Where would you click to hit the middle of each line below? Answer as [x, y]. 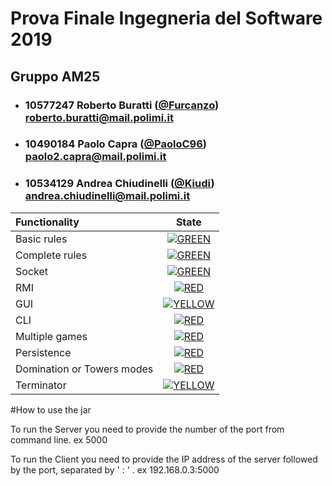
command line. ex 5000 [59, 439]
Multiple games [51, 336]
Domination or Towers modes [84, 369]
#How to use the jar [51, 409]
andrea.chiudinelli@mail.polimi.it [107, 196]
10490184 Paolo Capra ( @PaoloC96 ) [115, 144]
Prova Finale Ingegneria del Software [166, 18]
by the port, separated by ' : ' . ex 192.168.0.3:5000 [115, 469]
